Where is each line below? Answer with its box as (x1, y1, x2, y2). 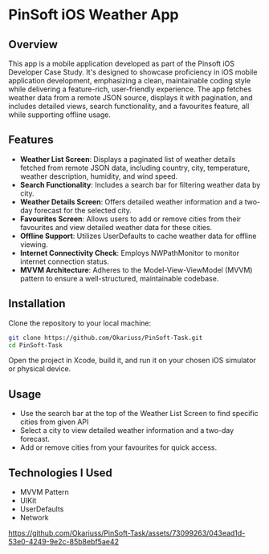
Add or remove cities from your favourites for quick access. (19, 443, 218, 452)
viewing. (19, 239, 48, 249)
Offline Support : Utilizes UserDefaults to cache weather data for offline (19, 231, 257, 241)
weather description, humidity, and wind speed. (19, 171, 178, 181)
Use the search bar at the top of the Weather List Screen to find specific (19, 409, 259, 419)
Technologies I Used (8, 466, 112, 479)
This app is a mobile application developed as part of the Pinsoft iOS (8, 59, 235, 68)
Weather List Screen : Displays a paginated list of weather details (19, 154, 236, 164)
